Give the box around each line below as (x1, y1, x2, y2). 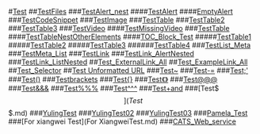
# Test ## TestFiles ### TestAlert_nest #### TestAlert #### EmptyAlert (8, 7, 233, 16)
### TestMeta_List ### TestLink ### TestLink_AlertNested (8, 49, 194, 58)
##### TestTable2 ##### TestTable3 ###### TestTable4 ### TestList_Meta (8, 40, 251, 50)
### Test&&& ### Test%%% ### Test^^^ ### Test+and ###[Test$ (8, 83, 220, 93)
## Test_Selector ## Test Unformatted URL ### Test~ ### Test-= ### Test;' (8, 66, 248, 75)
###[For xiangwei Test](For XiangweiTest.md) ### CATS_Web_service (8, 117, 236, 126)
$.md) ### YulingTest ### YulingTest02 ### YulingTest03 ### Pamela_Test (8, 109, 248, 117)
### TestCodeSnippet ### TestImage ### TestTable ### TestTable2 (8, 15, 225, 25)
